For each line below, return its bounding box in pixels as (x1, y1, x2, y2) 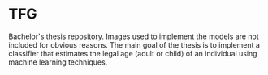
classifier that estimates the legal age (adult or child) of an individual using (8, 48, 257, 58)
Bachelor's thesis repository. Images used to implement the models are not (8, 31, 260, 41)
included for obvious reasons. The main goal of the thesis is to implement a (8, 40, 260, 49)
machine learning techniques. (8, 57, 108, 67)
